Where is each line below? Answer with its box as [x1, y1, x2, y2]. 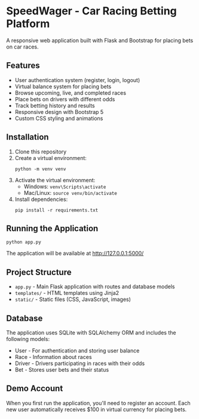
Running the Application [6, 223, 99, 233]
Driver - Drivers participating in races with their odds [14, 360, 145, 367]
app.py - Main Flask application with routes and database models [14, 283, 175, 290]
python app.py [6, 239, 42, 245]
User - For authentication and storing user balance [14, 347, 140, 354]
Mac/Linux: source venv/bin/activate [23, 189, 118, 196]
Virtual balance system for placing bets [14, 83, 112, 90]
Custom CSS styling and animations [14, 114, 103, 122]
